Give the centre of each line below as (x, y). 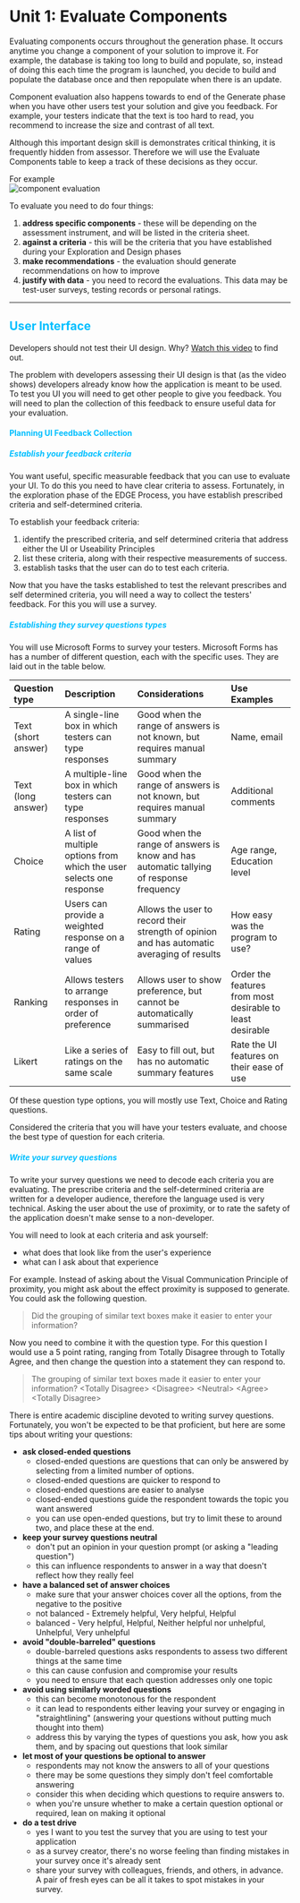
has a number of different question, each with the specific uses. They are (144, 657)
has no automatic (173, 1062)
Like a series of (96, 1051)
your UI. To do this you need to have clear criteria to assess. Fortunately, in (147, 486)
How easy (252, 915)
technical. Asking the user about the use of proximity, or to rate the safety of (150, 1208)
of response (162, 878)
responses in (92, 1003)
